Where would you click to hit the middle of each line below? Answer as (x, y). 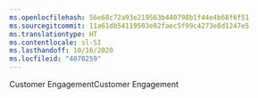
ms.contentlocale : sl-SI (55, 42)
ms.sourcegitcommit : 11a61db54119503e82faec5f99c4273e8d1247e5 (129, 26)
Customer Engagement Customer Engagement (94, 84)
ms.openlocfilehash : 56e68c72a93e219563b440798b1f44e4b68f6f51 (129, 17)
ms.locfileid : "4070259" (55, 59)
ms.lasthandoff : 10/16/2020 (62, 51)
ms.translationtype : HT (54, 34)
